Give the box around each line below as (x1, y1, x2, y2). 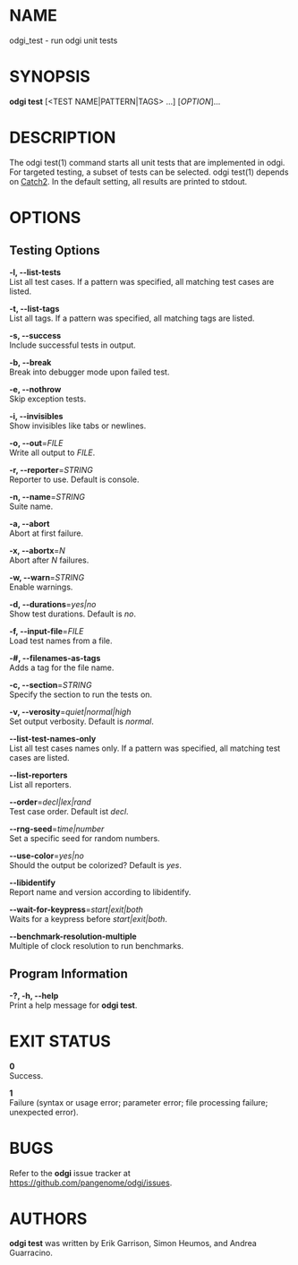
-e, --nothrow (9, 383, 62, 394)
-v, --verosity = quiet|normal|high (9, 706, 132, 717)
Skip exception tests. (9, 393, 87, 404)
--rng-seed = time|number (9, 823, 105, 834)
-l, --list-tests (9, 266, 61, 278)
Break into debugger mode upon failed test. (9, 366, 170, 377)
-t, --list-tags (9, 303, 60, 314)
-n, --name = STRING (9, 491, 85, 502)
